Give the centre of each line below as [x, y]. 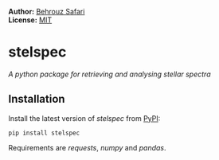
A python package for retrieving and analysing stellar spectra [109, 74]
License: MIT [30, 20]
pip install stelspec [44, 133]
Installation [37, 99]
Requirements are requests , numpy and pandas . [87, 147]
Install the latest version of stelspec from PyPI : [84, 118]
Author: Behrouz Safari [47, 12]
